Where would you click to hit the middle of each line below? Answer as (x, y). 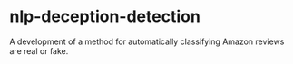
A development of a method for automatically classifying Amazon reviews (147, 41)
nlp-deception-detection (105, 17)
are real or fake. (39, 50)
